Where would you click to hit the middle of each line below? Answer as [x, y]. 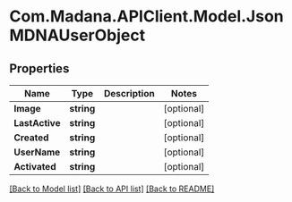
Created [31, 138]
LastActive [37, 123]
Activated [35, 167]
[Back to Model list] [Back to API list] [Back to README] [112, 189]
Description [129, 93]
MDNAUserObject [77, 35]
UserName [37, 152]
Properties [39, 68]
